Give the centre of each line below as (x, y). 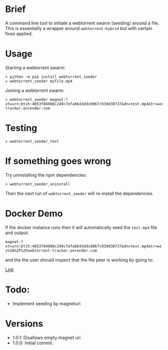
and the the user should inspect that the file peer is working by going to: (79, 260)
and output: (17, 233)
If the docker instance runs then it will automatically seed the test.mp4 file (81, 227)
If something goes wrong (58, 161)
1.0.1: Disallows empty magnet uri (46, 338)
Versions (24, 324)
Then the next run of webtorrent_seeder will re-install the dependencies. (79, 193)
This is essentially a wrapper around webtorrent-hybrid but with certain (79, 28)
